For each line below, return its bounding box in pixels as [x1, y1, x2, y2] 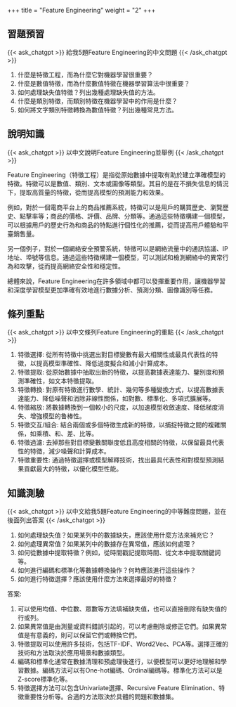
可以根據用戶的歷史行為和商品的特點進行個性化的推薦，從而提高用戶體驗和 [7, 221, 223, 229]
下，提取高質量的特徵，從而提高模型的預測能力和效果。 [7, 188, 167, 196]
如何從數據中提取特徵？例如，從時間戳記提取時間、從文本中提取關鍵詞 [17, 548, 221, 557]
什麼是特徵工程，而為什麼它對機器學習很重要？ [17, 70, 153, 79]
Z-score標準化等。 [17, 675, 72, 684]
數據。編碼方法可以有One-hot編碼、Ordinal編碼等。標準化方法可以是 [23, 666, 223, 675]
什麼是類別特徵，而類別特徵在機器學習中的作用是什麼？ [17, 96, 178, 105]
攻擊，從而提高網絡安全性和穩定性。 [19, 261, 124, 270]
